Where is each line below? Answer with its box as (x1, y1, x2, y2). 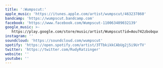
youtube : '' (5, 56, 29, 61)
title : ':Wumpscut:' (5, 7, 47, 12)
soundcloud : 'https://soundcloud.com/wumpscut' (5, 38, 103, 43)
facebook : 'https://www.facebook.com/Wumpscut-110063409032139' (5, 20, 138, 25)
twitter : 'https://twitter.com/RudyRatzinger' (5, 47, 101, 52)
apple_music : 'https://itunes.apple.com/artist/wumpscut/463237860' (5, 11, 147, 16)
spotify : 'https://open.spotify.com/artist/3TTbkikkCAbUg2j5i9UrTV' (5, 43, 147, 47)
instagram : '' (5, 34, 34, 39)
